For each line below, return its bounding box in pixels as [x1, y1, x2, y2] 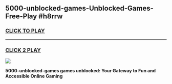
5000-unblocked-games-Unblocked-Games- [5, 4, 154, 13]
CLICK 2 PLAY [5, 46, 41, 53]
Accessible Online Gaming [5, 73, 63, 79]
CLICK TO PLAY [5, 27, 45, 35]
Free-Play [5, 12, 37, 21]
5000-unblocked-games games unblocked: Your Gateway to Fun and [5, 67, 156, 73]
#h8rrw [38, 12, 63, 21]
